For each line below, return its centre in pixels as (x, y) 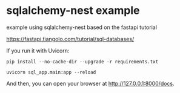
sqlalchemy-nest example (73, 11)
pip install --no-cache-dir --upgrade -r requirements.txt (82, 62)
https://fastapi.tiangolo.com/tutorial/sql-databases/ (70, 39)
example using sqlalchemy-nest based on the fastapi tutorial (82, 27)
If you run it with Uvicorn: (38, 50)
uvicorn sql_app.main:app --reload (51, 72)
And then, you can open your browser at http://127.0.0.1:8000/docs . (90, 83)
